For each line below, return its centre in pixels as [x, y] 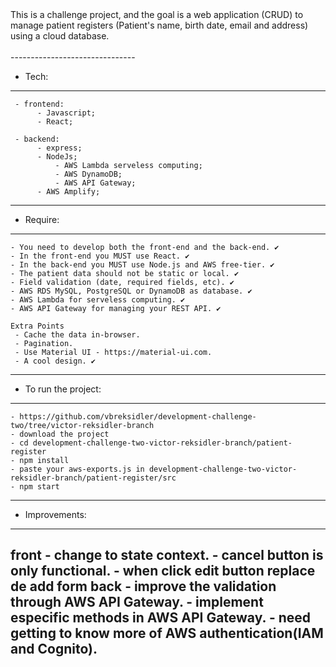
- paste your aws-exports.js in [77, 469]
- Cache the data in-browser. [77, 335]
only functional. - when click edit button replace [163, 571]
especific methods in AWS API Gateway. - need [161, 618]
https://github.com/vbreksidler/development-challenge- [138, 417]
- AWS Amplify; [68, 192]
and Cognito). [54, 649]
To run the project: [63, 389]
